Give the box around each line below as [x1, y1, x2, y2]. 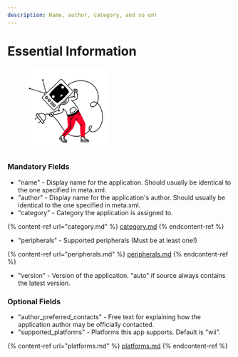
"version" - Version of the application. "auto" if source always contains [17, 271, 226, 279]
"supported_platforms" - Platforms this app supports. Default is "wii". [17, 328, 221, 336]
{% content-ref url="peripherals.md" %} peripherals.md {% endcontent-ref [7, 249, 229, 258]
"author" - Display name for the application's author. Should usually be [17, 193, 226, 202]
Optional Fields [7, 296, 61, 306]
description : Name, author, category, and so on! [7, 11, 158, 19]
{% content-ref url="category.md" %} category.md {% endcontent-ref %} [7, 222, 224, 231]
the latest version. [17, 279, 71, 287]
